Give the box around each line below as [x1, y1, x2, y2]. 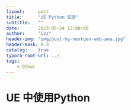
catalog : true [6, 47, 49, 53]
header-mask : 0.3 [6, 42, 49, 48]
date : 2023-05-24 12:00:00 [6, 25, 89, 31]
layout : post [6, 8, 49, 15]
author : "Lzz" [6, 31, 52, 37]
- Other [17, 63, 36, 70]
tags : [6, 58, 20, 64]
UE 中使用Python [6, 91, 90, 104]
